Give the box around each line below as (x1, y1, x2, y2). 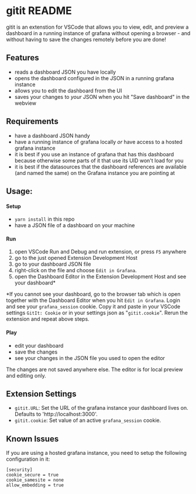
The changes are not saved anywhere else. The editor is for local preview (6, 366, 183, 373)
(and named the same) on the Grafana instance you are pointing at (14, 169, 176, 176)
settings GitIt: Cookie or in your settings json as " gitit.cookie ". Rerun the (6, 309, 188, 317)
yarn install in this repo (14, 215, 75, 223)
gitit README (6, 4, 72, 18)
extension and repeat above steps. (6, 315, 90, 323)
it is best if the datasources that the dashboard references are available (14, 163, 187, 170)
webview (14, 100, 37, 107)
